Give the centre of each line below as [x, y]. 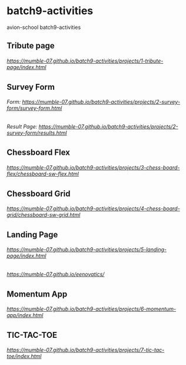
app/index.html [25, 315]
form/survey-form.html [34, 108]
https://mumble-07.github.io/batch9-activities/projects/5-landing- [87, 250]
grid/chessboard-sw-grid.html [44, 215]
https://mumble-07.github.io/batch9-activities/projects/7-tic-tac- [86, 350]
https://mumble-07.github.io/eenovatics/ [56, 274]
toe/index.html [24, 356]
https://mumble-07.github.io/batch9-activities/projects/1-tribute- [85, 61]
